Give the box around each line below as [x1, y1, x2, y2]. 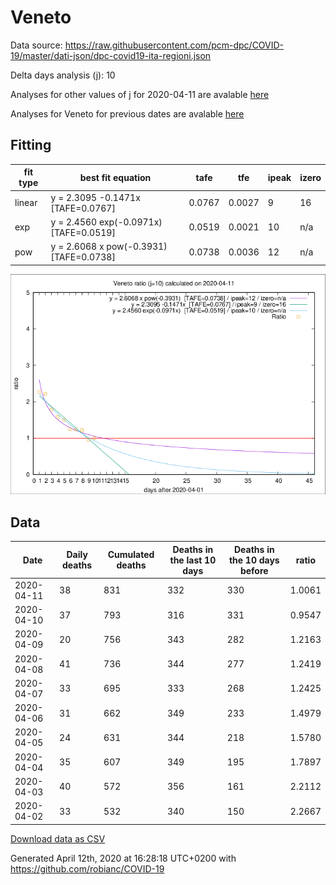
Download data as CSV [10, 832, 106, 845]
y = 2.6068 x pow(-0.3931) [50, 241, 168, 252]
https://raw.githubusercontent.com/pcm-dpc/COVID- [64, 39, 285, 51]
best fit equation [79, 171, 152, 183]
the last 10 [169, 554, 217, 566]
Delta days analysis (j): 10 [10, 69, 116, 81]
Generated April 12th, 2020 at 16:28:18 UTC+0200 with [10, 852, 237, 864]
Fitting [10, 137, 52, 154]
